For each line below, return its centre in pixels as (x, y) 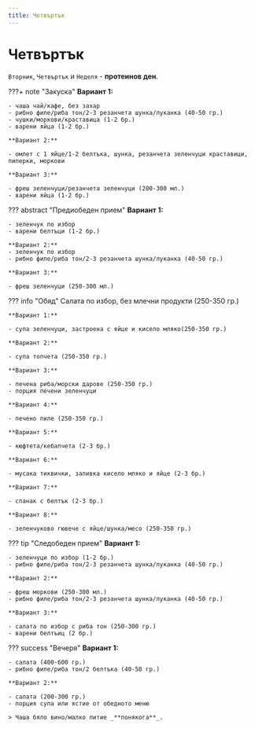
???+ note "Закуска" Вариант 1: (61, 91)
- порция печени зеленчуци (52, 391)
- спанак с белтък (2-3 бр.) (56, 501)
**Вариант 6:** (33, 460)
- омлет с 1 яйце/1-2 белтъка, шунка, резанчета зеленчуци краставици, (128, 154)
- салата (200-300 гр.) (47, 697)
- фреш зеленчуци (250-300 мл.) (61, 286)
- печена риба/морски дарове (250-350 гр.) (81, 384)
